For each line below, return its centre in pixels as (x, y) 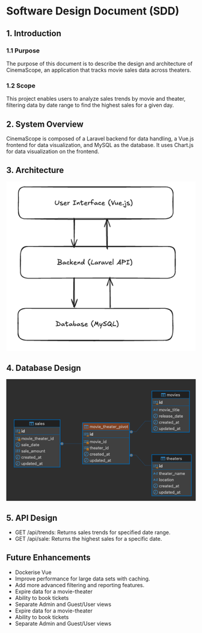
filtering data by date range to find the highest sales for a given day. (90, 105)
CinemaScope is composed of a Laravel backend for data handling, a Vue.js (100, 138)
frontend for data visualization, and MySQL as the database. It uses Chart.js (100, 145)
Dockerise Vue (33, 572)
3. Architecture (35, 170)
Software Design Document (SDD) (93, 11)
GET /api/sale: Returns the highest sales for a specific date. (88, 539)
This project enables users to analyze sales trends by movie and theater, (96, 99)
